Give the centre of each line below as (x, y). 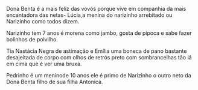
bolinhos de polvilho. (32, 39)
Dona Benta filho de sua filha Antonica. (55, 82)
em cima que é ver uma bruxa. (44, 64)
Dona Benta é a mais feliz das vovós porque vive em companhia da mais (96, 9)
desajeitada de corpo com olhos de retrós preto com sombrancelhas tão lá (99, 57)
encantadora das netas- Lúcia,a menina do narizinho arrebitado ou (89, 15)
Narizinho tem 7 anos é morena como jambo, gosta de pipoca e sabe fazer (99, 33)
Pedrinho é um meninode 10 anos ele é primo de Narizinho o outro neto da (99, 75)
